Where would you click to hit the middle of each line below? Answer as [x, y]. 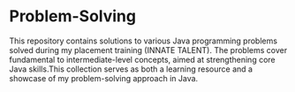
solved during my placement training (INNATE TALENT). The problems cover [148, 50]
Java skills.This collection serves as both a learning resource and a [131, 69]
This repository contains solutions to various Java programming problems [144, 41]
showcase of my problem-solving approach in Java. [104, 78]
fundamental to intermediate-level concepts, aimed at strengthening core [142, 59]
